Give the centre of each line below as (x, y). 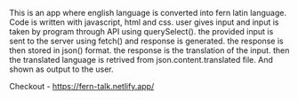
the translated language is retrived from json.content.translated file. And (141, 60)
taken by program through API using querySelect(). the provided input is (141, 31)
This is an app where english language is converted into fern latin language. (148, 13)
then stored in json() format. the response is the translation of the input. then (149, 50)
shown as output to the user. (61, 69)
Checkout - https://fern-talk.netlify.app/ (82, 86)
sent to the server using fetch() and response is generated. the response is (146, 41)
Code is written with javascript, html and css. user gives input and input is (144, 22)
